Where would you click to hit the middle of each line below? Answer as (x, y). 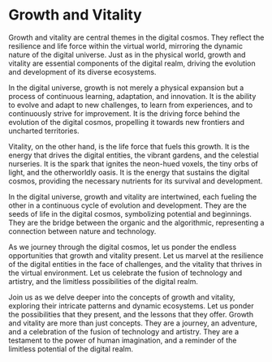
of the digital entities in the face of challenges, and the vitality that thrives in (135, 264)
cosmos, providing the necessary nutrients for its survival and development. (136, 181)
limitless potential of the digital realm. (71, 349)
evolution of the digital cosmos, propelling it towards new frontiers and (127, 122)
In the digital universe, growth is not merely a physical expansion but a (126, 88)
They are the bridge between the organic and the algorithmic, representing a (136, 222)
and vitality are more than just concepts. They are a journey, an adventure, (133, 323)
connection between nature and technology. (82, 231)
